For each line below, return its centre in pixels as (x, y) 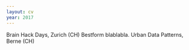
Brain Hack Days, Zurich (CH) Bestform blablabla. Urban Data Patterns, (95, 34)
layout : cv (20, 12)
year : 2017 (20, 17)
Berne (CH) (21, 41)
